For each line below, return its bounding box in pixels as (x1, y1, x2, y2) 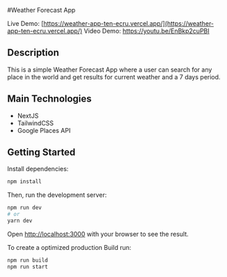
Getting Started (7, 146, 76, 159)
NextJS (17, 111, 39, 120)
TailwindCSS (17, 118, 54, 127)
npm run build (7, 257, 49, 264)
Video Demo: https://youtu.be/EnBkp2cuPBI (83, 27, 210, 35)
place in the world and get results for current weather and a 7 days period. (7, 72, 221, 81)
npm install (7, 178, 42, 185)
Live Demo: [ (7, 19, 44, 27)
